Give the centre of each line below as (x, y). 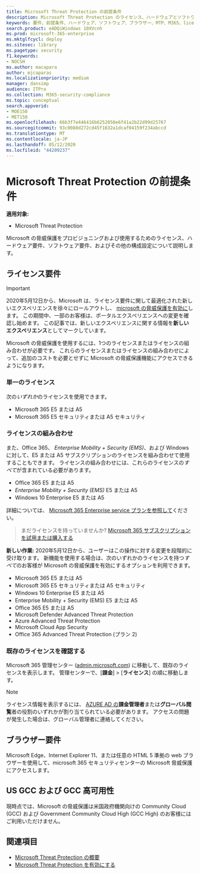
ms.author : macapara (32, 67)
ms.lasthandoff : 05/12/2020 (41, 144)
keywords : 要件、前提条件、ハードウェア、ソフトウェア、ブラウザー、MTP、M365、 (95, 23)
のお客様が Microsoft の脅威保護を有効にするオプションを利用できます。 (105, 565)
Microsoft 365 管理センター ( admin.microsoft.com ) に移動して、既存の (92, 665)
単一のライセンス (31, 382)
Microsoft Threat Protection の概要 (57, 857)
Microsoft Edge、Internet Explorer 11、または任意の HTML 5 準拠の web (94, 755)
